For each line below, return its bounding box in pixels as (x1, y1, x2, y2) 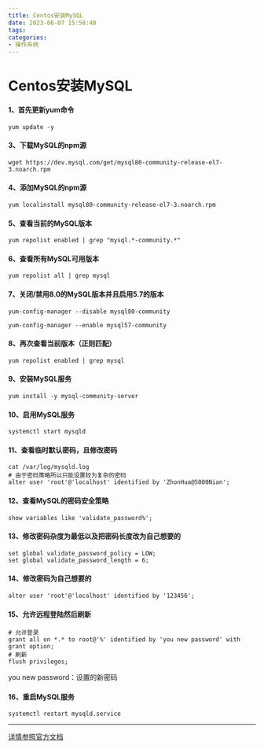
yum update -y (8, 123, 55, 131)
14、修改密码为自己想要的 (8, 574, 92, 583)
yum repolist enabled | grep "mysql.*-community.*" (8, 237, 181, 245)
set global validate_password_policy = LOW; (8, 549, 156, 557)
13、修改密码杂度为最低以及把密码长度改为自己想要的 (8, 532, 181, 541)
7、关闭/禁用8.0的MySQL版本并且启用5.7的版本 (8, 289, 164, 299)
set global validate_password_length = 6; (8, 556, 149, 564)
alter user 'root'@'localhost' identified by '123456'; (8, 592, 195, 600)
